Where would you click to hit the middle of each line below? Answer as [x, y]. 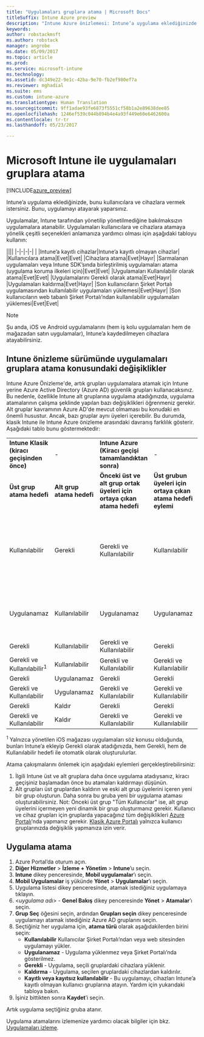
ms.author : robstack [32, 40]
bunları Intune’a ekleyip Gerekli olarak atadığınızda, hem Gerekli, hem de [97, 746]
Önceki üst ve [120, 476]
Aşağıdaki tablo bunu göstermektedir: [53, 428]
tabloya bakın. [42, 991]
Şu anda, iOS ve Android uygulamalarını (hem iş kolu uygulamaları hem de [99, 327]
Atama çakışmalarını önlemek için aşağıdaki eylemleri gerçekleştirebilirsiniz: [101, 764]
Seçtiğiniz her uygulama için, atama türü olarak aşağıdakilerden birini [102, 926]
